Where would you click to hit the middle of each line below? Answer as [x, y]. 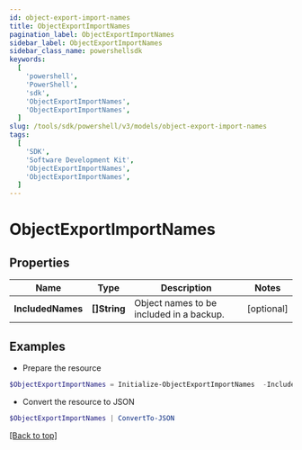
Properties [40, 262]
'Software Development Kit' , [80, 160]
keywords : [28, 59]
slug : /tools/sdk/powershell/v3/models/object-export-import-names [138, 127]
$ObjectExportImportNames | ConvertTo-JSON [92, 418]
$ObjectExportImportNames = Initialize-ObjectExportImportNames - [138, 384]
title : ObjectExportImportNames [70, 26]
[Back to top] [33, 435]
